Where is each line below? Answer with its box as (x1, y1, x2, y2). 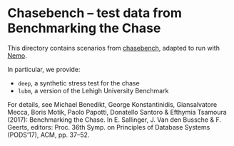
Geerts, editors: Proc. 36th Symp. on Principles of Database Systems (7, 122, 210, 131)
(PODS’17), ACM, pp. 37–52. (7, 130, 90, 139)
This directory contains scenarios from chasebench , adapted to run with (7, 43, 220, 52)
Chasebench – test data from (7, 5, 182, 21)
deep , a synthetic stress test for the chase (17, 78, 141, 87)
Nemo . (7, 51, 27, 60)
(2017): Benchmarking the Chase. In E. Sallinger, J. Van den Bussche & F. (7, 115, 221, 124)
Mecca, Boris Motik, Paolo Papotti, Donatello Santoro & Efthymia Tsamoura (7, 108, 227, 116)
